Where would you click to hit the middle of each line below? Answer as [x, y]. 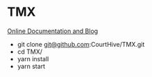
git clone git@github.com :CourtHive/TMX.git [81, 44]
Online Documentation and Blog [53, 31]
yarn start [31, 66]
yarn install [33, 58]
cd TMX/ [30, 52]
